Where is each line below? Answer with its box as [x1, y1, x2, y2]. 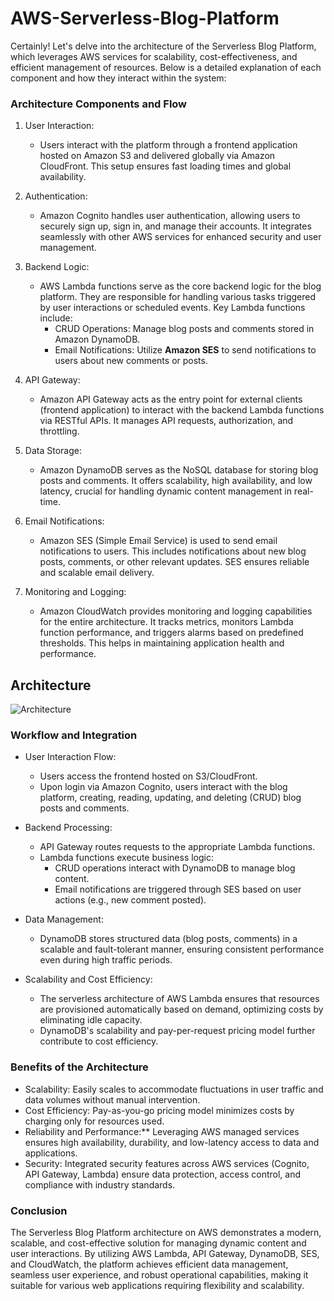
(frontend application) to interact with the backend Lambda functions [39, 404, 325, 416]
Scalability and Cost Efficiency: [24, 973, 153, 986]
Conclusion [10, 1203, 68, 1217]
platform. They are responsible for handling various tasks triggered [39, 291, 317, 303]
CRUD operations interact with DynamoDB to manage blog [54, 862, 296, 874]
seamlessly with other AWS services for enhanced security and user [39, 231, 322, 243]
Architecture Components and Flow [10, 97, 188, 111]
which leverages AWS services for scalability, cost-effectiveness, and [10, 50, 298, 62]
